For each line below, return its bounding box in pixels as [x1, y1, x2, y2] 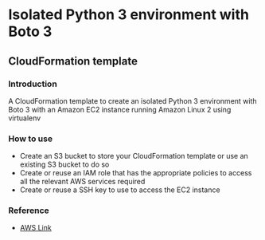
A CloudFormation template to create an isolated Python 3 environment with [8, 96, 257, 105]
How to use [8, 133, 53, 144]
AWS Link [19, 223, 52, 233]
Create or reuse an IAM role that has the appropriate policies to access [19, 168, 252, 178]
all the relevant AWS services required [19, 177, 146, 187]
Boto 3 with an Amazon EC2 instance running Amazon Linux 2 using [8, 104, 232, 114]
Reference [8, 205, 49, 216]
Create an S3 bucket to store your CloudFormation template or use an [19, 151, 248, 161]
